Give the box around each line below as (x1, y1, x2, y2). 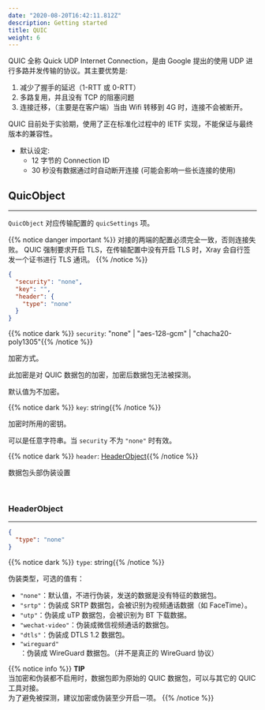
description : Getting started (8, 19, 108, 27)
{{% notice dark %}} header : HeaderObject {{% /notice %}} (8, 451, 199, 461)
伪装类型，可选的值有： (8, 574, 84, 584)
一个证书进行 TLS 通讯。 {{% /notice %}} (14, 255, 148, 264)
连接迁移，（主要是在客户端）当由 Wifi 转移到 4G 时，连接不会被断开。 (19, 103, 247, 112)
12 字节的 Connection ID (31, 155, 110, 166)
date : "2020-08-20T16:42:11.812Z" (8, 11, 122, 20)
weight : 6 (8, 33, 41, 42)
